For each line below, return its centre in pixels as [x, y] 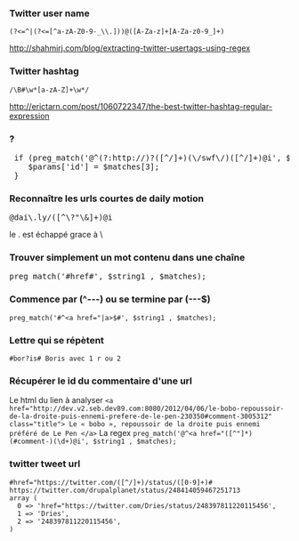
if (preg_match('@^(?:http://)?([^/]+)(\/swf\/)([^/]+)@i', [148, 157]
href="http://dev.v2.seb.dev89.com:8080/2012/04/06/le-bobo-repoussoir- [147, 409]
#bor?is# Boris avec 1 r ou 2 [65, 359]
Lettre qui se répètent [57, 340]
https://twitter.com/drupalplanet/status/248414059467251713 [125, 490]
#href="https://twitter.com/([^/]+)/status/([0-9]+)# [111, 482]
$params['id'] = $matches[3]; [94, 166]
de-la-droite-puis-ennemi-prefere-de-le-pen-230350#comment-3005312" [141, 416]
